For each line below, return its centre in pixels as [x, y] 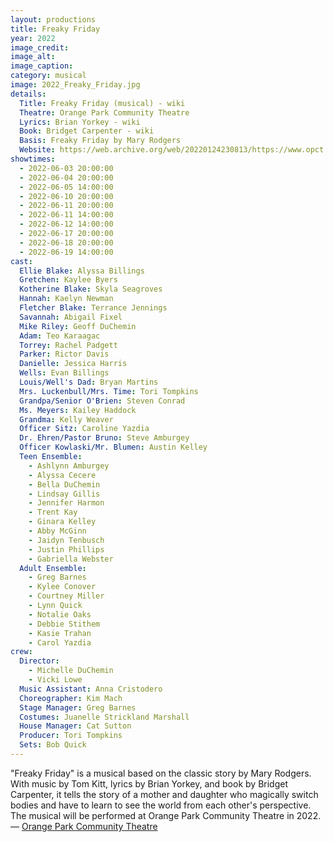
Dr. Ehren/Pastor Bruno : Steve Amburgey [104, 438]
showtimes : [33, 159]
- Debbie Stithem [64, 624]
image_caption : [42, 66]
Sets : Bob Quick [53, 745]
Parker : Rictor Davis [64, 354]
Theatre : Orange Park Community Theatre [104, 112]
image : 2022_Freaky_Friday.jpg [75, 85]
